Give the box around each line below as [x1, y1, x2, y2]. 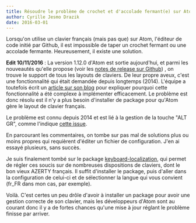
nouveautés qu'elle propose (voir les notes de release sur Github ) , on [6, 66, 174, 73]
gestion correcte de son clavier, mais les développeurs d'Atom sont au [6, 198, 175, 205]
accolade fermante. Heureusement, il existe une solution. [6, 48, 143, 55]
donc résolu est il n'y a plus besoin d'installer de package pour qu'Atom [6, 97, 178, 104]
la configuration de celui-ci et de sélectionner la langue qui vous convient [6, 174, 183, 181]
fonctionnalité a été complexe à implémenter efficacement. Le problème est [6, 90, 188, 97]
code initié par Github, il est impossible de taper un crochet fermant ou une [6, 42, 187, 49]
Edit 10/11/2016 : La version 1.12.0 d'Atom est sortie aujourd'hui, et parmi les [6, 59, 188, 66]
